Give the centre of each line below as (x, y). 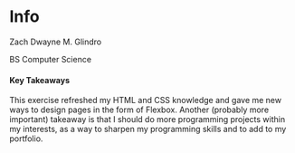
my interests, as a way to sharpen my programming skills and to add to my (148, 129)
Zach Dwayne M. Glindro (56, 42)
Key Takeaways (40, 80)
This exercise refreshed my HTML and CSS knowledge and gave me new (146, 100)
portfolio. (26, 139)
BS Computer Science (51, 59)
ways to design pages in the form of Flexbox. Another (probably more (139, 110)
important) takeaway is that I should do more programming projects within (147, 120)
